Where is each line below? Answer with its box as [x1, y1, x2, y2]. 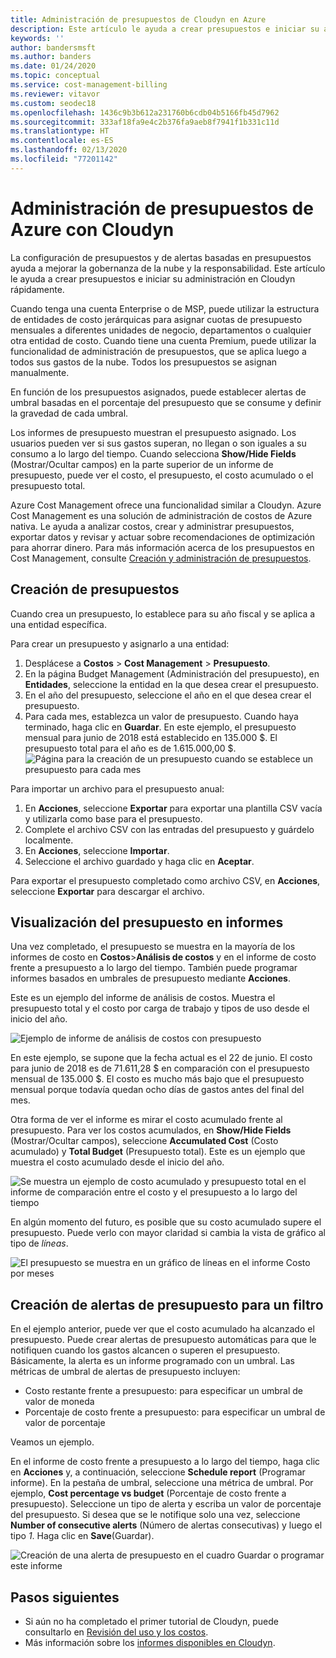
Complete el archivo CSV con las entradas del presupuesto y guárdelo [24, 823, 315, 835]
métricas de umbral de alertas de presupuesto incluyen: [10, 1366, 241, 1378]
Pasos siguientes [10, 1589, 120, 1606]
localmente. [24, 834, 74, 846]
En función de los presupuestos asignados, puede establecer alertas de [10, 386, 307, 398]
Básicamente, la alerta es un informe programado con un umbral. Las [10, 1355, 295, 1367]
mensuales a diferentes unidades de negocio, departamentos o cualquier [10, 324, 312, 336]
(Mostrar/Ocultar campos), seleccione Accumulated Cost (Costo [10, 1135, 279, 1147]
